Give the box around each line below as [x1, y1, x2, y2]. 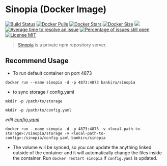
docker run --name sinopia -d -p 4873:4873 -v [5, 126, 106, 131]
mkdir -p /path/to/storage [5, 98, 63, 104]
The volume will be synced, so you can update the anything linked [12, 144, 152, 150]
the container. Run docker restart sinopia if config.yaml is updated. [12, 155, 158, 161]
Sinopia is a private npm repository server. [17, 42, 107, 48]
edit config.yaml [5, 116, 40, 123]
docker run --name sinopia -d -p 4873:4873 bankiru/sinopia [5, 80, 136, 85]
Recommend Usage [5, 57, 69, 65]
